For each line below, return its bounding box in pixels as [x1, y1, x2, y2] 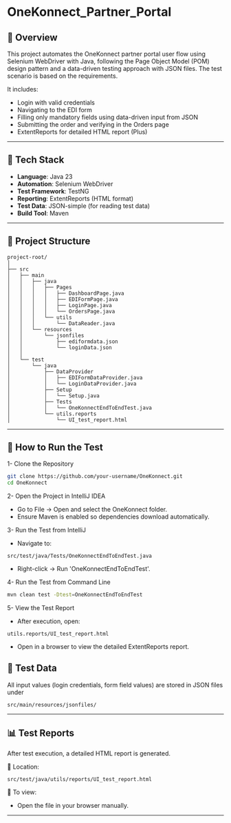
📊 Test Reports [7, 727, 74, 739]
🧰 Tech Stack [7, 154, 65, 166]
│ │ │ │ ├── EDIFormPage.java [7, 295, 118, 303]
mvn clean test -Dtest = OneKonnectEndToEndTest [7, 592, 143, 598]
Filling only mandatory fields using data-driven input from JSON [16, 113, 198, 121]
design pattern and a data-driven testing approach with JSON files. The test [7, 65, 222, 72]
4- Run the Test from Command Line [7, 578, 111, 586]
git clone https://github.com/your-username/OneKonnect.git [7, 473, 184, 480]
